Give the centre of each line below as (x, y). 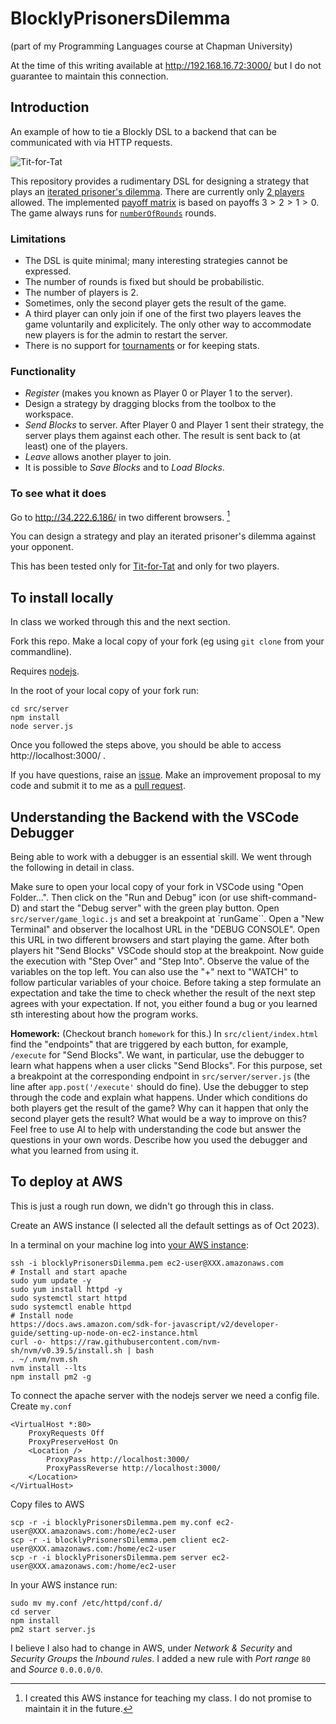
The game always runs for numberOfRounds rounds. (113, 213)
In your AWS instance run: (64, 1584)
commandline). (41, 652)
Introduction (50, 107)
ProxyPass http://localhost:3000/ (118, 1459)
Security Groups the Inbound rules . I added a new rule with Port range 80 (160, 1658)
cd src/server (40, 709)
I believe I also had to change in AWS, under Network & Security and (151, 1648)
